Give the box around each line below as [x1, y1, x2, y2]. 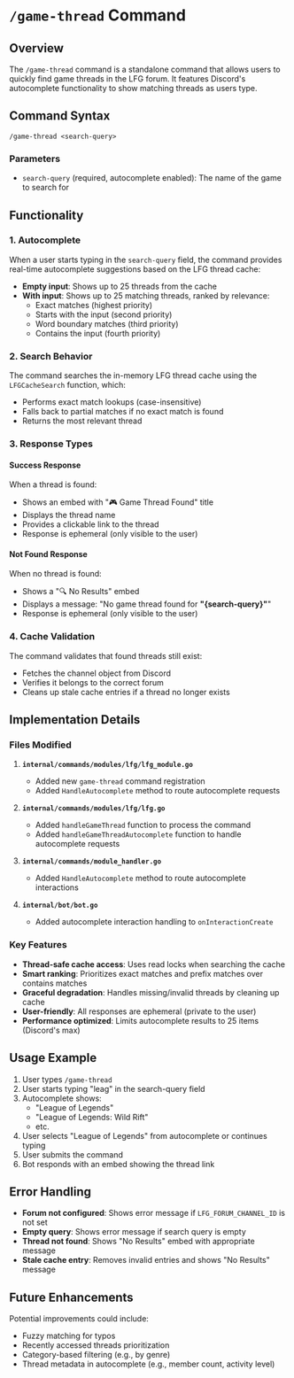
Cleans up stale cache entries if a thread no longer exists [21, 686, 230, 697]
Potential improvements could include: [9, 1313, 149, 1324]
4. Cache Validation [9, 631, 96, 643]
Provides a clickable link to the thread [21, 519, 159, 530]
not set [21, 1217, 49, 1227]
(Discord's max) [21, 1025, 81, 1035]
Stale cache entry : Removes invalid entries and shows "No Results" [21, 1255, 270, 1266]
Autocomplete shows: [21, 1093, 102, 1103]
